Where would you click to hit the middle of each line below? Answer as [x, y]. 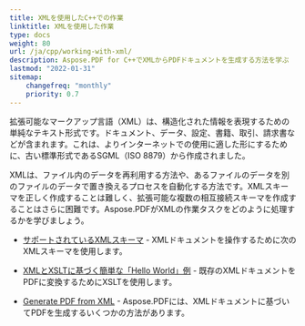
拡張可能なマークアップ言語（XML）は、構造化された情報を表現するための [150, 121]
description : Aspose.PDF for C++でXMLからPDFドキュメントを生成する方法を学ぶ [149, 60]
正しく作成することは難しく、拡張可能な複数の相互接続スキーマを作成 [157, 198]
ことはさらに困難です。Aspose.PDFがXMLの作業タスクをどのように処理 [152, 209]
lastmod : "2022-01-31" [52, 69]
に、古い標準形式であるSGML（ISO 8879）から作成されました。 [130, 155]
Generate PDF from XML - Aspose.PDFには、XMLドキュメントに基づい [156, 301]
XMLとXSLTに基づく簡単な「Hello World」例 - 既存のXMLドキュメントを [159, 270]
